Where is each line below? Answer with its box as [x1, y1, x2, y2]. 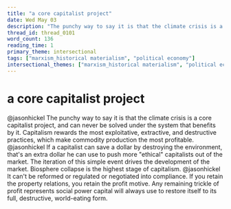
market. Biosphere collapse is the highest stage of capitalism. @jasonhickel [7, 164, 221, 173]
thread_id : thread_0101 [7, 29, 76, 36]
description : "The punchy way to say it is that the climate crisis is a [7, 23, 223, 30]
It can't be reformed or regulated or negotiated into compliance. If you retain [7, 172, 223, 180]
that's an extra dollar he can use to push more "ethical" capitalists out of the [7, 150, 223, 158]
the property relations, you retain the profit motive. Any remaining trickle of [7, 179, 220, 188]
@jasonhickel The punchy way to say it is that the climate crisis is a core [7, 113, 212, 122]
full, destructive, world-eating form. [7, 194, 108, 202]
